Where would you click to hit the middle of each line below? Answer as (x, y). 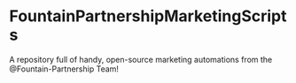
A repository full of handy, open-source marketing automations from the (141, 59)
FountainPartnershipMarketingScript (148, 16)
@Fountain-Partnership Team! (64, 69)
